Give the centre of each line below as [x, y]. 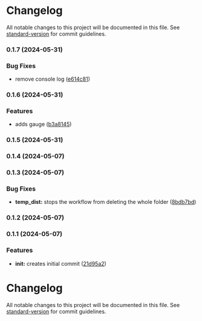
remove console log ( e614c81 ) [53, 79]
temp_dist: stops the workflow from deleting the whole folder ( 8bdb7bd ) [106, 202]
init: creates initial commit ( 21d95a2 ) [61, 263]
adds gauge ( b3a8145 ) [43, 124]
